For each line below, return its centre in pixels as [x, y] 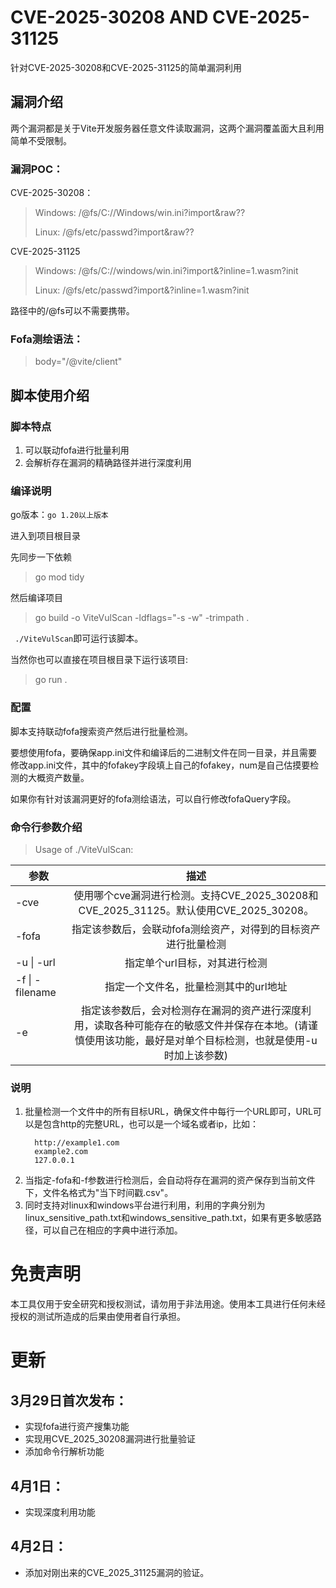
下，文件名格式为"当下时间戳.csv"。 [99, 1193]
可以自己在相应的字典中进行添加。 [112, 1230]
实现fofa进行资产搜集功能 [77, 1427]
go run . [51, 680]
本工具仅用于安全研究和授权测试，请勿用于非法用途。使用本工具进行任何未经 [168, 1304]
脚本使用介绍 [50, 395]
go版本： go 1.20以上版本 [59, 515]
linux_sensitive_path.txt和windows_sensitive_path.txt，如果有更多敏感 [168, 1218]
